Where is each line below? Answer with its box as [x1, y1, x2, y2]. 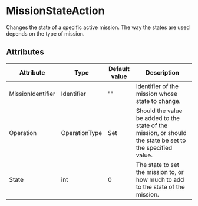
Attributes [6, 47, 44, 57]
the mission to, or [136, 168, 184, 176]
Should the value [136, 107, 183, 115]
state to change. [136, 96, 181, 105]
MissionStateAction [6, 4, 105, 18]
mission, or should [136, 128, 187, 137]
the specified [136, 143, 173, 152]
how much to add [136, 175, 184, 184]
